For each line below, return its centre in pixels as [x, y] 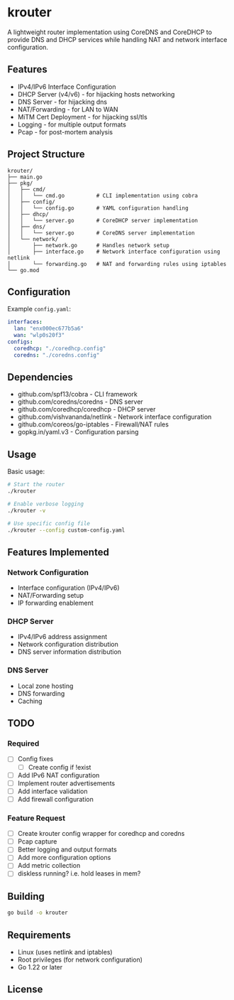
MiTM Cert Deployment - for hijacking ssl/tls [82, 117]
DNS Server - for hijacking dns [62, 102]
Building [26, 896]
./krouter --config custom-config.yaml [66, 530]
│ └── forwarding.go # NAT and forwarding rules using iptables [117, 264]
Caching [30, 701]
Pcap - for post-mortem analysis [65, 131]
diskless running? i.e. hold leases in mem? [79, 873]
